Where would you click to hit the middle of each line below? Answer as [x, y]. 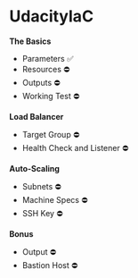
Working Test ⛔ [51, 96]
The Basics [30, 41]
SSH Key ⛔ [42, 213]
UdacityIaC [52, 17]
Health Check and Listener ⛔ [75, 147]
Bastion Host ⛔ [50, 265]
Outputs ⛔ [41, 82]
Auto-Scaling [35, 168]
